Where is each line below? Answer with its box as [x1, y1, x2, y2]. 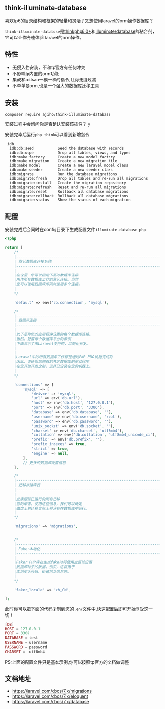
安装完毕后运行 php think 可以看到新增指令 [5, 132, 90, 138]
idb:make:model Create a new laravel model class [9, 163, 129, 168]
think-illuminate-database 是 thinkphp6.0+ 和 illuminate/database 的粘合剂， [5, 28, 157, 34]
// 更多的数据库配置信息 [23, 460, 66, 465]
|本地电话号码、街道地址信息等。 [14, 569, 71, 574]
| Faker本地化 [14, 546, 41, 551]
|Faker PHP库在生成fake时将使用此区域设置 [14, 560, 92, 565]
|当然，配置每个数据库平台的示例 [14, 336, 71, 341]
